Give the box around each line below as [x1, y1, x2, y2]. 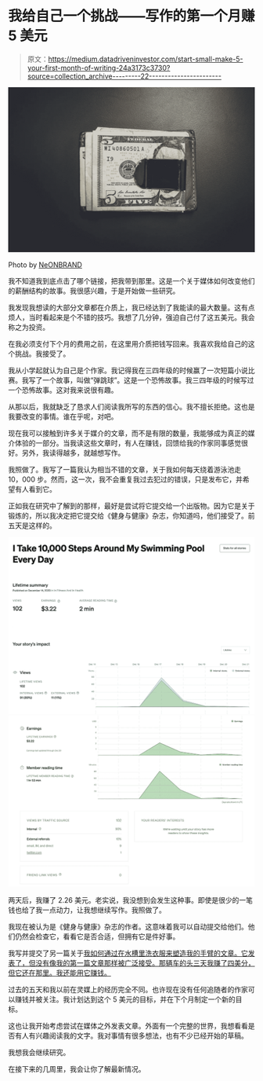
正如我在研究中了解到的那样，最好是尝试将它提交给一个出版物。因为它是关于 [8, 500, 255, 511]
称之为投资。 [8, 322, 49, 332]
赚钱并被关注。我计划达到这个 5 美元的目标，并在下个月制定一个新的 [14, 995, 236, 1004]
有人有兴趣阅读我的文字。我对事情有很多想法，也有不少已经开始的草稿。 [14, 1031, 248, 1041]
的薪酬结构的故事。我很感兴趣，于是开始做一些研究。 [8, 286, 180, 295]
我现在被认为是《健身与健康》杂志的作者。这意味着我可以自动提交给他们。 [8, 922, 248, 932]
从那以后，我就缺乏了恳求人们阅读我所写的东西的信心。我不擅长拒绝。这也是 [8, 401, 255, 411]
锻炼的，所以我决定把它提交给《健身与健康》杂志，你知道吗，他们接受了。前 [8, 511, 255, 520]
